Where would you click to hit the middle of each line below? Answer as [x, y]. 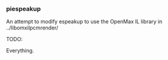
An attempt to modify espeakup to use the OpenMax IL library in [84, 22]
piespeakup [24, 9]
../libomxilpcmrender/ [32, 28]
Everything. [20, 51]
